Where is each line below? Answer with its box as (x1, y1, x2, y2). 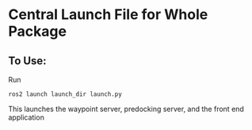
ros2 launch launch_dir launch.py (8, 90, 123, 98)
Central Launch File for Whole (8, 6, 208, 24)
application (8, 113, 45, 122)
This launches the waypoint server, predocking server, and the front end (8, 105, 244, 113)
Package (8, 22, 67, 40)
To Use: (8, 54, 47, 67)
